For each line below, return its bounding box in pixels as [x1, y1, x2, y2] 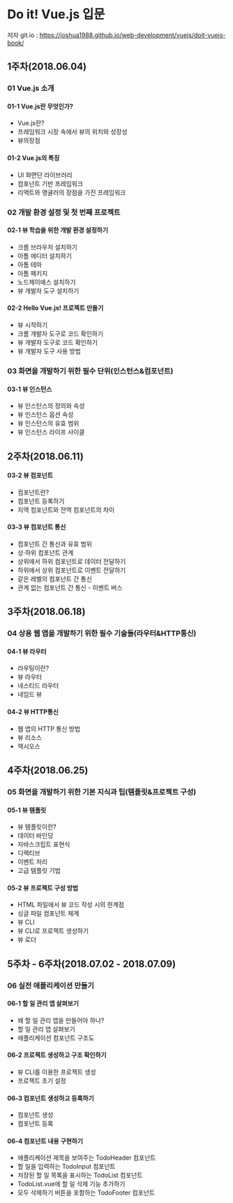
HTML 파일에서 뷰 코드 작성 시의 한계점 [17, 900, 124, 909]
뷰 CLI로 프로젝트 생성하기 [17, 927, 89, 935]
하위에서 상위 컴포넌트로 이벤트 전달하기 [17, 566, 126, 574]
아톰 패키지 [17, 269, 48, 277]
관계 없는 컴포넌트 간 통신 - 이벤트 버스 [17, 583, 123, 592]
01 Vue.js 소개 [7, 83, 54, 93]
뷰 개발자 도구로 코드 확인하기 [17, 338, 98, 346]
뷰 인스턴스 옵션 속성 [17, 411, 74, 419]
